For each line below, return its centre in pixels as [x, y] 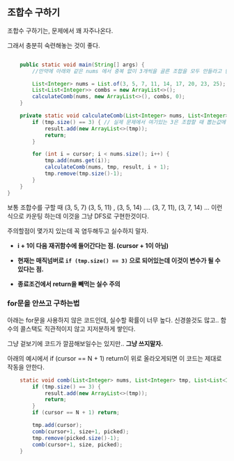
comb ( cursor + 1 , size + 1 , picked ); [81, 431]
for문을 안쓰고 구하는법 [44, 304]
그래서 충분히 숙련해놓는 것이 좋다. [54, 45]
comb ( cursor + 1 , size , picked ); [78, 444]
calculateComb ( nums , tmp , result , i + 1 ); [107, 167]
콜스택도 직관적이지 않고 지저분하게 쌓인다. [78, 329]
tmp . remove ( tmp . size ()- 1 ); [84, 174]
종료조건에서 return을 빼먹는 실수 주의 [69, 283]
